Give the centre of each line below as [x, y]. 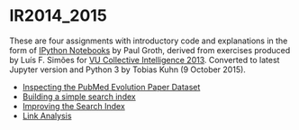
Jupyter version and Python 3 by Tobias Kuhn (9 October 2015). [127, 70]
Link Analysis [47, 116]
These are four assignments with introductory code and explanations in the [149, 41]
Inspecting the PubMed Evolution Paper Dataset [111, 87]
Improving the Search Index [74, 106]
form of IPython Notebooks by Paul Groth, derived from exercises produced [150, 50]
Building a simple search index [79, 97]
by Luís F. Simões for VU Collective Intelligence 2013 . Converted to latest [145, 60]
